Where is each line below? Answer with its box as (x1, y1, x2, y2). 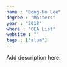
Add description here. (6, 54, 61, 61)
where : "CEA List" (6, 26, 56, 32)
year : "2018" (6, 20, 43, 26)
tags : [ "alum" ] (6, 37, 48, 43)
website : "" (6, 32, 40, 38)
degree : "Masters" (6, 15, 56, 21)
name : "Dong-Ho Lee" (6, 9, 62, 15)
